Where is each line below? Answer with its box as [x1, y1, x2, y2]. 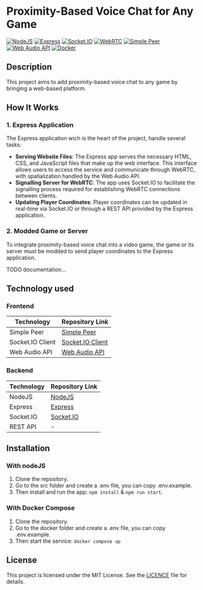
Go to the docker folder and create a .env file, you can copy [15, 524, 166, 531]
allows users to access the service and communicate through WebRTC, [15, 166, 196, 173]
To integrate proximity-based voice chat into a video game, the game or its [6, 241, 194, 248]
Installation [6, 443, 50, 454]
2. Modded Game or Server [6, 227, 89, 235]
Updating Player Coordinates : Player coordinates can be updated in [15, 199, 188, 206]
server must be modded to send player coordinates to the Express [6, 247, 173, 255]
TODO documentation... [6, 265, 66, 273]
